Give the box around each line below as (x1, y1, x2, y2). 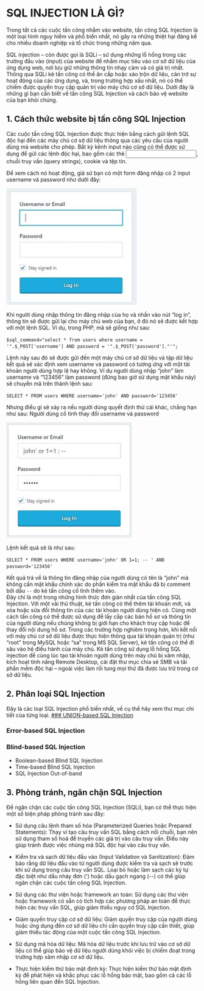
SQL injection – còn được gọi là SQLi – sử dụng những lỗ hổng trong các (6, 51, 187, 58)
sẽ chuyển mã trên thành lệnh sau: (6, 379, 93, 387)
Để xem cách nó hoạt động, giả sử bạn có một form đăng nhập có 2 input (6, 169, 191, 177)
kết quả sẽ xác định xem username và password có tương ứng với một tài (6, 360, 191, 368)
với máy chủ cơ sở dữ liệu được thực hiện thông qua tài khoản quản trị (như (6, 632, 195, 640)
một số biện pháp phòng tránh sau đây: (6, 810, 105, 817)
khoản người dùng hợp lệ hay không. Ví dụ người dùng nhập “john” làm (6, 367, 184, 374)
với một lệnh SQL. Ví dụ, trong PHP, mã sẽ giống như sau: (6, 323, 150, 331)
